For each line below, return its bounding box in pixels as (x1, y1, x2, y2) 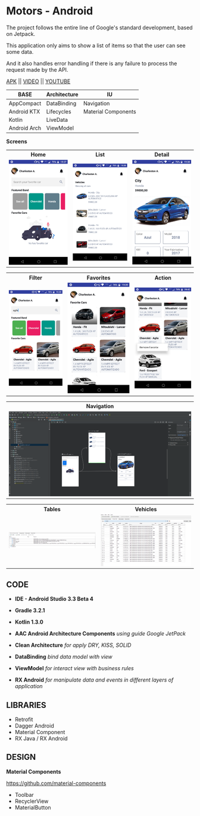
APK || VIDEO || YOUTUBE (6, 78, 71, 85)
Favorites (86, 274, 111, 281)
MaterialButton (14, 803, 52, 811)
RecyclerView (14, 797, 49, 805)
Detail (154, 151, 170, 158)
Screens (6, 137, 27, 145)
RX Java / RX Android (14, 735, 68, 742)
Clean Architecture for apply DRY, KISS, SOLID (14, 642, 132, 649)
